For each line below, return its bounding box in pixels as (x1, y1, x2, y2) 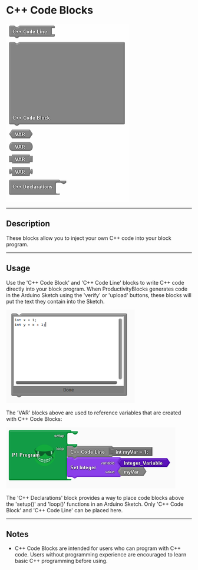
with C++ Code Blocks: (6, 415, 62, 422)
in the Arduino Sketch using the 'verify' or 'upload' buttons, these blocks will (6, 291, 192, 298)
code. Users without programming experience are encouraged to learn (14, 551, 187, 558)
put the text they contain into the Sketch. (6, 298, 105, 305)
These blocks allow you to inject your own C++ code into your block (6, 234, 172, 242)
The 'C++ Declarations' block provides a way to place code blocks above (6, 494, 184, 501)
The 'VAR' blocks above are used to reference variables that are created (6, 409, 181, 416)
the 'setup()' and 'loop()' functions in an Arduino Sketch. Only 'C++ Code (6, 500, 184, 508)
